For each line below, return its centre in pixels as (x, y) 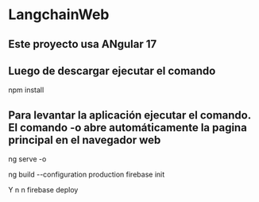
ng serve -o (27, 159)
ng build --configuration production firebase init (87, 175)
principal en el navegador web (85, 140)
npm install (26, 90)
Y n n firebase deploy (43, 190)
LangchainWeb (59, 15)
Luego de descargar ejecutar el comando (112, 70)
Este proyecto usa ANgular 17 (83, 44)
